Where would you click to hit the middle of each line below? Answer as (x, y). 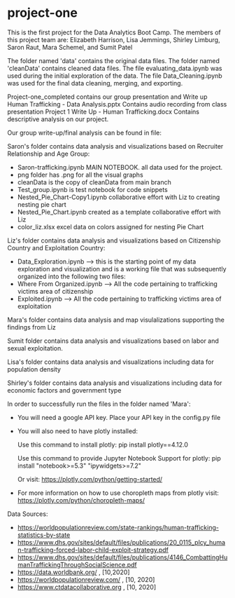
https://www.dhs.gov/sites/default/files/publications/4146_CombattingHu (122, 557)
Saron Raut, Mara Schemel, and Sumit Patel (70, 47)
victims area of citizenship (55, 291)
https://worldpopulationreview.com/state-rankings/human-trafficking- (118, 527)
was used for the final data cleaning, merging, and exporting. (95, 83)
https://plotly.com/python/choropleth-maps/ (81, 500)
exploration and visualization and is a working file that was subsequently (122, 269)
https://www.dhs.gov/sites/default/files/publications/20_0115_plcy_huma (121, 542)
